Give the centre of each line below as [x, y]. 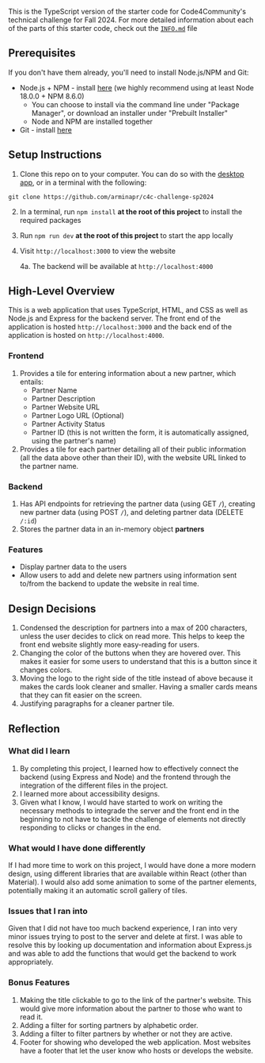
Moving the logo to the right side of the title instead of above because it [136, 678]
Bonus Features [39, 983]
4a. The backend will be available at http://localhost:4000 [116, 266]
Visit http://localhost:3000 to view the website [98, 251]
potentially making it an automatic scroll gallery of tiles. [98, 891]
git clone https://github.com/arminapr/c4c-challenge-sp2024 [111, 197]
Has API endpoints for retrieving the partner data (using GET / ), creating [137, 504]
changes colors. [46, 670]
